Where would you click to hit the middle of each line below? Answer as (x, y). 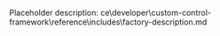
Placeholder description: (54, 13)
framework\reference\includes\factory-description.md (108, 22)
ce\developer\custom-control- (156, 13)
